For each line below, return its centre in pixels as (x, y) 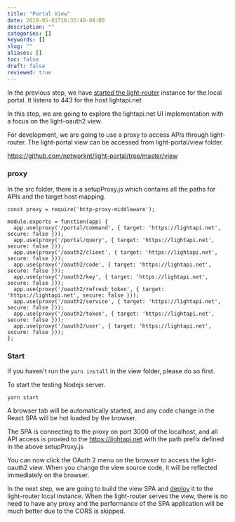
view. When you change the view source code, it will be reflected (123, 468)
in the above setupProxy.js (46, 447)
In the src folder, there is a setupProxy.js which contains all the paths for (112, 189)
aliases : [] (25, 53)
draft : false (26, 66)
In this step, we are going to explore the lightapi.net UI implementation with (115, 114)
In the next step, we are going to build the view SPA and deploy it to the (110, 489)
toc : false (23, 60)
